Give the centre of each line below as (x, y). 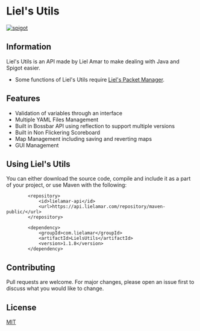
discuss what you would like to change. (55, 289)
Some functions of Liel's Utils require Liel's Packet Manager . (89, 79)
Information (29, 47)
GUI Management (37, 145)
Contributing (31, 267)
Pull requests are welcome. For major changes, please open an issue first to (100, 282)
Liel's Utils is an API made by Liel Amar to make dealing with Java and (93, 61)
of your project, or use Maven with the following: (67, 185)
